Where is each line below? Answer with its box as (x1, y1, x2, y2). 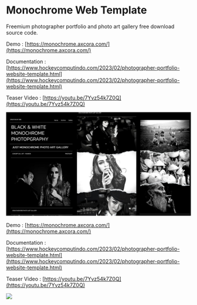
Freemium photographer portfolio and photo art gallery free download (6, 23, 175, 30)
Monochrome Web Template (6, 4, 148, 17)
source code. (6, 29, 38, 36)
